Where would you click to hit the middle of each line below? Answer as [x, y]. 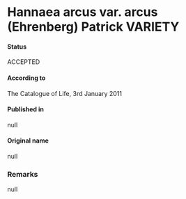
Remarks [23, 174]
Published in [25, 109]
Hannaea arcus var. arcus [83, 12]
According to [26, 78]
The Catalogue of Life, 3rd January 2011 [64, 93]
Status [17, 47]
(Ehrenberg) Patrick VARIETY [93, 27]
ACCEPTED [24, 62]
